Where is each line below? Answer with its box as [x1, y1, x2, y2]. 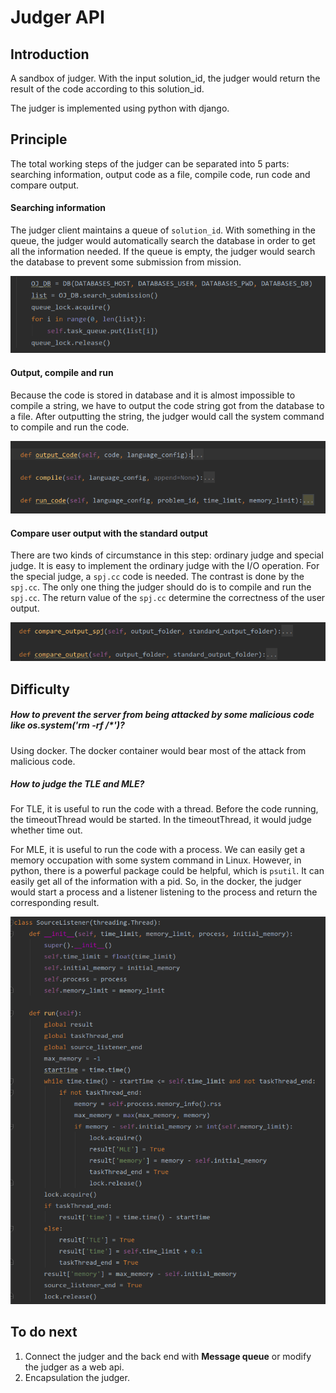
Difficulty [10, 681, 70, 698]
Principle [10, 131, 68, 148]
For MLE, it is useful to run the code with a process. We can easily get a [10, 844, 306, 856]
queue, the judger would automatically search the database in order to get [10, 235, 316, 247]
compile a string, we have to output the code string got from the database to [10, 399, 325, 411]
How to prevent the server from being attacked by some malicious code [10, 709, 315, 721]
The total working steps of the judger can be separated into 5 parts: [10, 157, 290, 170]
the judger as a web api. [24, 1361, 125, 1373]
